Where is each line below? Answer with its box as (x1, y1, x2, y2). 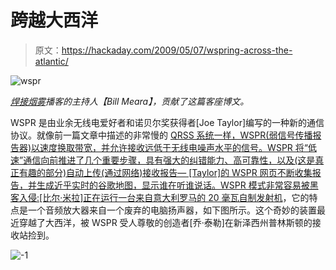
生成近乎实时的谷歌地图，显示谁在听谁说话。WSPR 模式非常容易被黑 (36, 179, 319, 191)
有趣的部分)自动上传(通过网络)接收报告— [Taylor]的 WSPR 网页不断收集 (18, 166, 313, 178)
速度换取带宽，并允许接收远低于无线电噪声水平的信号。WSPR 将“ (39, 141, 308, 153)
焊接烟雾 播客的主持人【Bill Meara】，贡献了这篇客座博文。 (10, 95, 250, 107)
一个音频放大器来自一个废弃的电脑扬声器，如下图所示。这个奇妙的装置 (27, 204, 317, 216)
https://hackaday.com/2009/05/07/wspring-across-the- (61, 44, 293, 56)
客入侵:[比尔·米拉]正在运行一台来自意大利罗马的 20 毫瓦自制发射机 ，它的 (10, 191, 310, 203)
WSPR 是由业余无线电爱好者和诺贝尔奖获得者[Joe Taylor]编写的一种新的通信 (10, 116, 325, 128)
